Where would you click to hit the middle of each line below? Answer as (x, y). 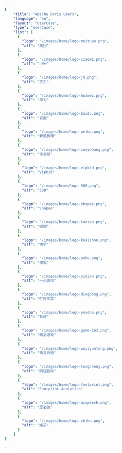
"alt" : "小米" (35, 64)
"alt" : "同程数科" (39, 371)
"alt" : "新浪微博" (39, 136)
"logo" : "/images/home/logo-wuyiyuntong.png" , (70, 348)
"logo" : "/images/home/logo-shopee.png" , (65, 204)
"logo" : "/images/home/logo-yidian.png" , (65, 276)
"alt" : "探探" (35, 226)
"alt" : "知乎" (35, 425)
